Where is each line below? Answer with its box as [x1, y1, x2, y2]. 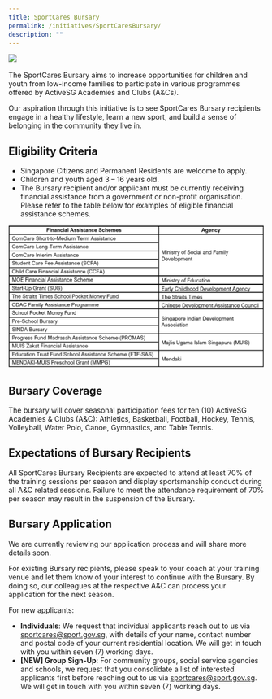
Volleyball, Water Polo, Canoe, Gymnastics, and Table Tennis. [8, 423, 214, 433]
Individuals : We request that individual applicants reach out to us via [19, 621, 250, 631]
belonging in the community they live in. [8, 120, 142, 130]
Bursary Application [8, 518, 112, 531]
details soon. [8, 548, 51, 557]
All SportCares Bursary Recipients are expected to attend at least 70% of [8, 468, 253, 478]
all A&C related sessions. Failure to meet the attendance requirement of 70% [8, 485, 265, 495]
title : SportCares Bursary [8, 13, 100, 21]
